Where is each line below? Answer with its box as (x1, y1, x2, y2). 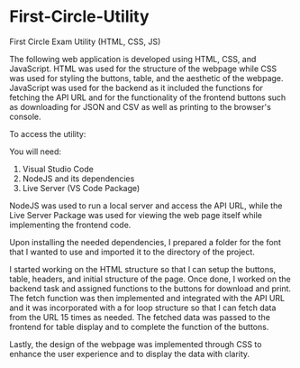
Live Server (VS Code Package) (22, 182, 141, 193)
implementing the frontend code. (9, 219, 132, 230)
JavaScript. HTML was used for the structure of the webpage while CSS (9, 63, 277, 74)
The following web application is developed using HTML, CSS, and (9, 53, 257, 64)
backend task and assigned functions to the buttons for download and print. (9, 282, 291, 294)
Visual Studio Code (22, 163, 95, 174)
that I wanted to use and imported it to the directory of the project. (9, 246, 255, 257)
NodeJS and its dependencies (22, 173, 135, 184)
